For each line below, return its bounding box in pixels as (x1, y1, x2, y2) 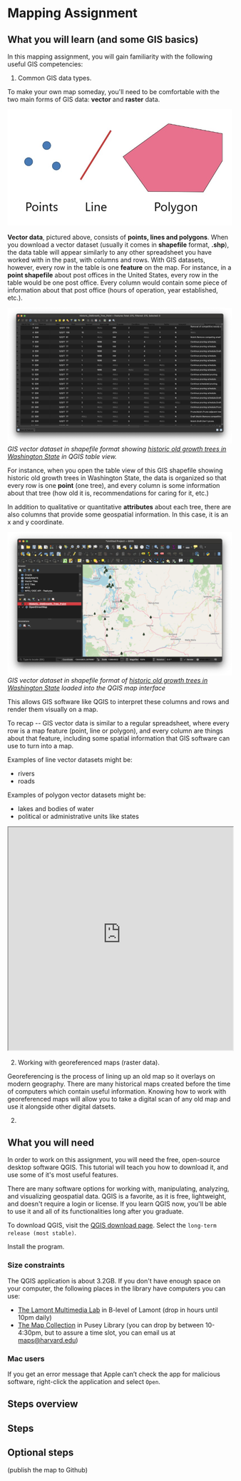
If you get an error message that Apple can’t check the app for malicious (7, 1370, 221, 1378)
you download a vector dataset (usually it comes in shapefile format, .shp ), (7, 240, 230, 249)
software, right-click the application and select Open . (7, 1378, 160, 1386)
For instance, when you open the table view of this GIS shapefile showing (7, 466, 223, 474)
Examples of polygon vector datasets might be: (7, 790, 146, 799)
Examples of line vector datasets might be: (7, 755, 133, 764)
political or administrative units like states (17, 812, 139, 820)
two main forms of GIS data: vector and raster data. (7, 95, 160, 103)
